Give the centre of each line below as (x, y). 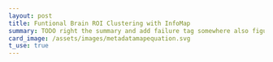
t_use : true (28, 46)
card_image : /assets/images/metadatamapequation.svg (100, 38)
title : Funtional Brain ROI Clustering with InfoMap (100, 23)
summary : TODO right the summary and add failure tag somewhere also (129, 31)
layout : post (30, 16)
